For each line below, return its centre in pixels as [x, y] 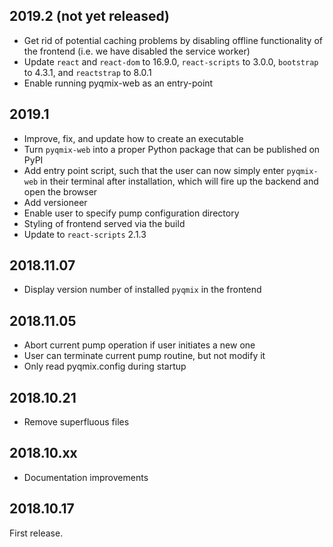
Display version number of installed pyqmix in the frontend [142, 290]
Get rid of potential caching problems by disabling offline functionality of [173, 40]
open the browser [60, 191]
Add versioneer [55, 202]
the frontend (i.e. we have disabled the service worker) [137, 51]
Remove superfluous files [76, 422]
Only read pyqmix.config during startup [105, 366]
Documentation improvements [86, 477]
